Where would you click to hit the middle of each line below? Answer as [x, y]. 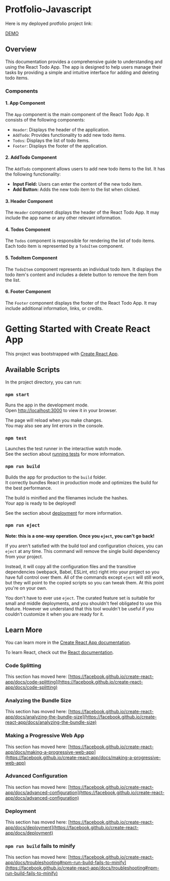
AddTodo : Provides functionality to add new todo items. [69, 135]
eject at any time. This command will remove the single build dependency [83, 551]
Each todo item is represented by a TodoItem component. [65, 246]
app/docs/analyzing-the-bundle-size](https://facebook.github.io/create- [81, 717]
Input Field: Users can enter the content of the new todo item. [78, 184]
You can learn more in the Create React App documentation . [68, 642]
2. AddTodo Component [31, 157]
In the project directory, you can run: [43, 382]
